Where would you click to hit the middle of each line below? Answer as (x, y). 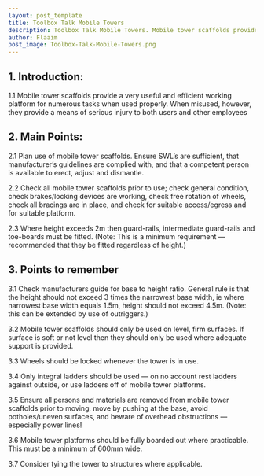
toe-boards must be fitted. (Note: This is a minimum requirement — (117, 236)
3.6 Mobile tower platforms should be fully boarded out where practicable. (128, 440)
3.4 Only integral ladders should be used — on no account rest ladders (123, 376)
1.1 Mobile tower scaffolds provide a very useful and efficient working (120, 95)
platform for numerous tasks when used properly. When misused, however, (130, 104)
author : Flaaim (33, 37)
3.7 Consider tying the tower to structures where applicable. (105, 463)
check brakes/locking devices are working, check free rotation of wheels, (127, 196)
